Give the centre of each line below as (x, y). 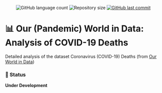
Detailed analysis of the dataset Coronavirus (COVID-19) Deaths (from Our (81, 56)
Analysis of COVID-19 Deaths (67, 43)
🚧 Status (16, 75)
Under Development (26, 86)
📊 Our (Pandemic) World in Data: (75, 29)
